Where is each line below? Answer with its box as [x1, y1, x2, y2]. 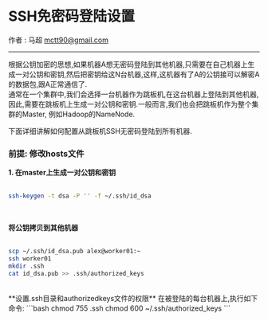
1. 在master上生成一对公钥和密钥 [8, 168, 116, 178]
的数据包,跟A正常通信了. [8, 79, 88, 88]
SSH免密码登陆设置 [8, 7, 136, 25]
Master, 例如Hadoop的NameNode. [22, 109, 136, 119]
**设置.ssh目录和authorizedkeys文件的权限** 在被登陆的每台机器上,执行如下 [8, 293, 258, 303]
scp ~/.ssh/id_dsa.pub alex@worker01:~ [8, 248, 141, 256]
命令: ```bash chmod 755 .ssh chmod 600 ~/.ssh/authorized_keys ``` [8, 303, 231, 313]
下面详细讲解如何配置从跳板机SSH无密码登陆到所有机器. [8, 126, 193, 135]
